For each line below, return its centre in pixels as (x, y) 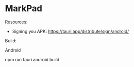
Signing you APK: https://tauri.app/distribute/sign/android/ (70, 31)
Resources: (16, 22)
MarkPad (24, 8)
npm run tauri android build (32, 59)
